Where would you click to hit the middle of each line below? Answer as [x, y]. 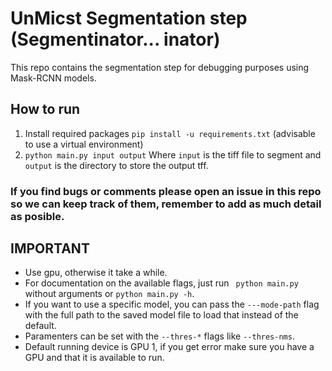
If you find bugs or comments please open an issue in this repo [166, 191]
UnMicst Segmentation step [129, 18]
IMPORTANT [50, 248]
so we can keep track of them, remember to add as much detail [166, 204]
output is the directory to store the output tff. [116, 165]
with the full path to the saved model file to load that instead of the [161, 315]
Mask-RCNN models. [53, 78]
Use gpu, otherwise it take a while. [96, 273]
